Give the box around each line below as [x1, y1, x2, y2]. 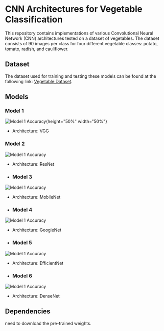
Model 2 [5, 140, 25, 147]
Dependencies [5, 307, 50, 316]
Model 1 [5, 107, 24, 114]
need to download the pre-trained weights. [5, 320, 92, 326]
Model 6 [12, 272, 33, 279]
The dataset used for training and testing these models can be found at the [5, 73, 157, 79]
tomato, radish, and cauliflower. [5, 46, 69, 52]
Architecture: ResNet [12, 161, 55, 167]
